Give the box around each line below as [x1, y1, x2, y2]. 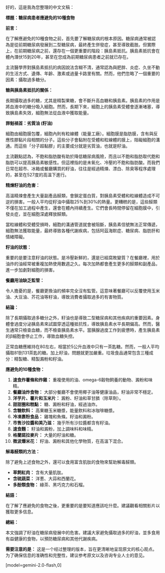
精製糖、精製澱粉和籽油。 [14, 356, 66, 362]
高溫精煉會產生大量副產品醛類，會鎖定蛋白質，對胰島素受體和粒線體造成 [5, 193, 151, 198]
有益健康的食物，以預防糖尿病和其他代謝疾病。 [5, 536, 100, 542]
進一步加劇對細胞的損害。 [5, 267, 57, 273]
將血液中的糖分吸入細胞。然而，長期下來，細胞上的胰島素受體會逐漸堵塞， [5, 104, 156, 109]
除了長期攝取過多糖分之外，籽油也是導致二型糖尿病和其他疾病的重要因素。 [5, 315, 156, 321]
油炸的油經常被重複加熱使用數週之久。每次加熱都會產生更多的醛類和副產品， [5, 261, 160, 267]
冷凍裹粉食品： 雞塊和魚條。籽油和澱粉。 [12, 414, 96, 419]
